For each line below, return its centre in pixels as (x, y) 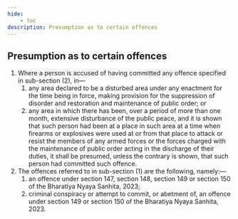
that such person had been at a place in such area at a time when (124, 126)
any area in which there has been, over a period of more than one (124, 111)
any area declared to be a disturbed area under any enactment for (125, 88)
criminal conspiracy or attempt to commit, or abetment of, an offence (130, 194)
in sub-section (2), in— (51, 81)
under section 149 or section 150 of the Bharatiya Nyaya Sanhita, (123, 202)
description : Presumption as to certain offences (83, 27)
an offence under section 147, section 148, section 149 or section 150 (129, 179)
